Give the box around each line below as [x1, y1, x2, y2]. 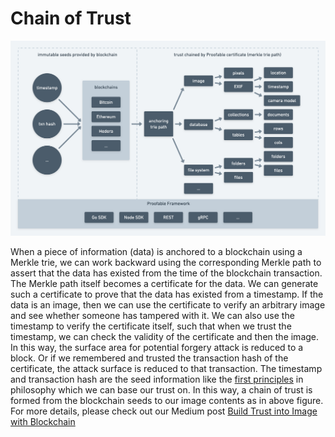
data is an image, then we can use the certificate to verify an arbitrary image [10, 299, 326, 311]
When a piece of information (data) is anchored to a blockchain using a [10, 246, 303, 258]
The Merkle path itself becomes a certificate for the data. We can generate [10, 278, 319, 290]
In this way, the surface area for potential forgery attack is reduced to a [10, 342, 304, 354]
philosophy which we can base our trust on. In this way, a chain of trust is [10, 384, 313, 396]
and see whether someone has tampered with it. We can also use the [10, 310, 295, 322]
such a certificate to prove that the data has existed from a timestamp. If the [10, 288, 324, 301]
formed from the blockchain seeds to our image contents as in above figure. [10, 395, 324, 407]
